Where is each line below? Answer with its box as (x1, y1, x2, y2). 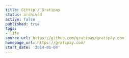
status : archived (5, 12, 42, 17)
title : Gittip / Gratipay (5, 7, 60, 13)
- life (5, 31, 19, 36)
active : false (5, 17, 36, 22)
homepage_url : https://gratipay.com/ (5, 40, 86, 45)
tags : (5, 26, 17, 31)
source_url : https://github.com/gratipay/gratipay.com (5, 36, 124, 41)
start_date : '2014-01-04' (5, 45, 60, 50)
